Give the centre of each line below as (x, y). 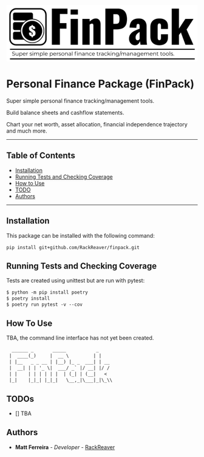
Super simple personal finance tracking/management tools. (80, 101)
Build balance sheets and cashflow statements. (65, 112)
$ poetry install (28, 299)
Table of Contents (41, 156)
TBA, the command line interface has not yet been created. (80, 338)
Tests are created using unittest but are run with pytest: (76, 281)
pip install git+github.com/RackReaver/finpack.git (73, 247)
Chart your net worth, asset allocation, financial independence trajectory (97, 124)
